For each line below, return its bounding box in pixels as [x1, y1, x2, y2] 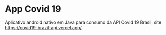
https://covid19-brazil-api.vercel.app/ [5, 24, 82, 30]
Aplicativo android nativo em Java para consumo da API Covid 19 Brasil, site [5, 19, 162, 25]
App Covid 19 [5, 3, 61, 15]
